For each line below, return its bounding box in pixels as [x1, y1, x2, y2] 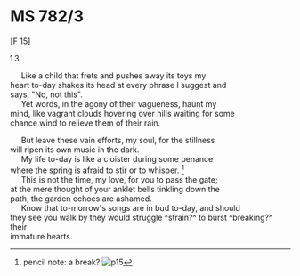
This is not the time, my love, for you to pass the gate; [20, 174, 218, 184]
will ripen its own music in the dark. [10, 144, 140, 155]
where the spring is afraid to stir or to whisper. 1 [10, 163, 185, 175]
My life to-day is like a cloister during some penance [20, 153, 214, 164]
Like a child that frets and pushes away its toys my [20, 69, 207, 81]
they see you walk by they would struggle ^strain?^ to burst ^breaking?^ [10, 212, 273, 223]
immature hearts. [10, 231, 73, 241]
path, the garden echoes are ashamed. [10, 193, 152, 204]
